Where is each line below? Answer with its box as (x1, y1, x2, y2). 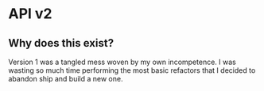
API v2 (8, 5, 52, 23)
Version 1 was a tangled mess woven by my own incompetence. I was (8, 57, 236, 66)
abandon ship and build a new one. (8, 74, 123, 83)
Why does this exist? (8, 36, 114, 50)
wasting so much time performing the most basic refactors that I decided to (8, 66, 256, 75)
